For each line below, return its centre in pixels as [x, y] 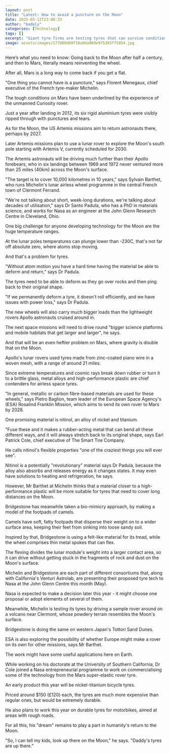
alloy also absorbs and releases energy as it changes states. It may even [81, 471]
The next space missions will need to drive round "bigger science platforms [84, 327]
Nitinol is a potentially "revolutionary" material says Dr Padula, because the [83, 465]
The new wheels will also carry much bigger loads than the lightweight [79, 312]
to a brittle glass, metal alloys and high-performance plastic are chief [77, 378]
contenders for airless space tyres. [42, 383]
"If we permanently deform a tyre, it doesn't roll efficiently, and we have [80, 297]
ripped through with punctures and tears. [48, 118]
